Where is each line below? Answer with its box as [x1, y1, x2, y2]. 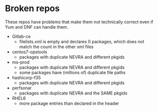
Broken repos [5, 3, 60, 14]
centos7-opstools [12, 49, 47, 55]
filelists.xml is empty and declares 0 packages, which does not [19, 38, 144, 44]
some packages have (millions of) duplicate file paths [19, 69, 126, 75]
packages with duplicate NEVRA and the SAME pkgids [19, 90, 128, 96]
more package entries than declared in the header [19, 100, 119, 106]
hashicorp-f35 [12, 75, 41, 80]
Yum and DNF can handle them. [5, 24, 69, 30]
